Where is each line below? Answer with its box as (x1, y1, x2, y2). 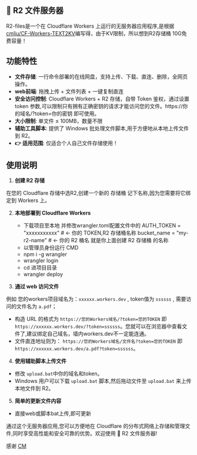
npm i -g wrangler (23, 251, 68, 258)
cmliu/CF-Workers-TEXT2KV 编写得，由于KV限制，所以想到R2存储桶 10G (6, 30, 182, 37)
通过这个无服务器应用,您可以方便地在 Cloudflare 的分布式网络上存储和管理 (6, 422, 185, 430)
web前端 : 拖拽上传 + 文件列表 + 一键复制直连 (14, 87, 123, 95)
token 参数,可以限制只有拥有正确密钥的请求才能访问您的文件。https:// (14, 102, 183, 109)
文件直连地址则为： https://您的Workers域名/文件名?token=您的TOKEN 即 (14, 337, 183, 344)
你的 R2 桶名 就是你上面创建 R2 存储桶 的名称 (59, 237, 169, 244)
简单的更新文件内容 (14, 398, 62, 405)
